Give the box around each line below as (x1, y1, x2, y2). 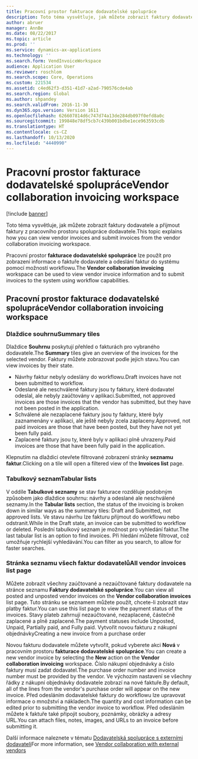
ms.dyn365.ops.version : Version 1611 (6, 107, 99, 113)
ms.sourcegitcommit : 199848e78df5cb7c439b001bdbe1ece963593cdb (6, 118, 165, 124)
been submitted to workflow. (14, 379, 84, 387)
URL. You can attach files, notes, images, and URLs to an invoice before (6, 717, 179, 724)
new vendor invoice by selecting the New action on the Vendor (6, 654, 160, 661)
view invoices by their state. (6, 362, 74, 369)
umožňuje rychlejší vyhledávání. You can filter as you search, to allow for (6, 538, 181, 545)
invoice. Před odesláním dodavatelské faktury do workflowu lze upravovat (6, 691, 186, 698)
